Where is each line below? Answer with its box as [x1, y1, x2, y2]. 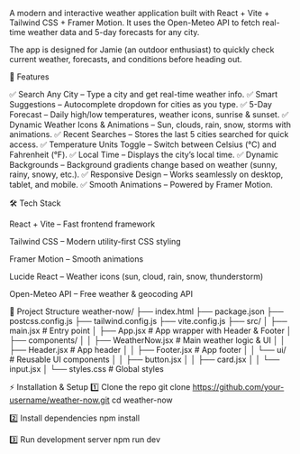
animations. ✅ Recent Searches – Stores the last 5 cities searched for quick [9, 129, 289, 139]
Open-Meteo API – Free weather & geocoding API [9, 289, 194, 299]
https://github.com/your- [192, 382, 285, 392]
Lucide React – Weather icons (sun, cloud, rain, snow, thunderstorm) [9, 271, 264, 282]
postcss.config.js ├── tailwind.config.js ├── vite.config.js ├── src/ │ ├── [9, 316, 288, 326]
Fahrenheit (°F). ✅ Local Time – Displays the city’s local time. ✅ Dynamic [9, 149, 279, 160]
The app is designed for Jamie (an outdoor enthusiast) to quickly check [9, 44, 275, 55]
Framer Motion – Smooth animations [9, 254, 144, 264]
